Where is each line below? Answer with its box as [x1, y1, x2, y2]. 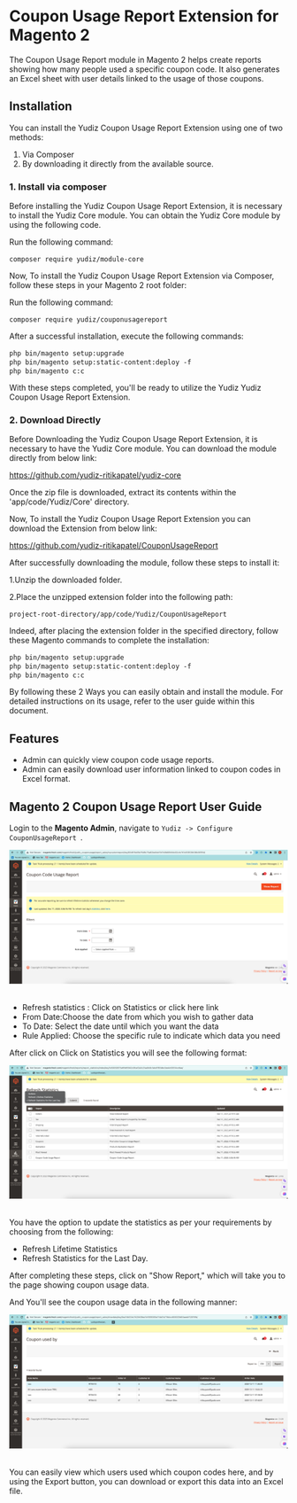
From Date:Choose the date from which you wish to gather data [21, 1011, 254, 1022]
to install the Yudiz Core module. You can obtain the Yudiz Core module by [9, 210, 281, 221]
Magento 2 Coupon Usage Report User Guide [9, 799, 263, 814]
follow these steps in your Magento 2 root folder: [9, 280, 187, 291]
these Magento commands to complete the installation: [9, 635, 209, 646]
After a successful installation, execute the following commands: [9, 331, 245, 342]
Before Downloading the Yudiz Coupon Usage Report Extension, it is [9, 434, 258, 445]
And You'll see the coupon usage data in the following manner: [9, 1297, 238, 1308]
